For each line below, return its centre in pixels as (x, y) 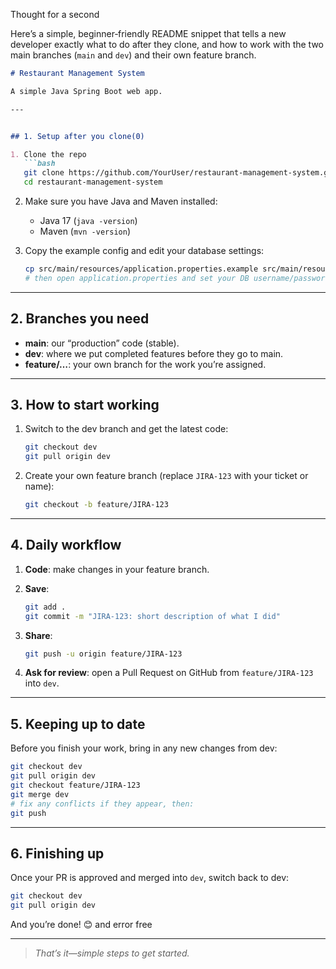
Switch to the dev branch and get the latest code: (126, 429)
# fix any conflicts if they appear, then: (102, 804)
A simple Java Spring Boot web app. (86, 91)
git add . (45, 607)
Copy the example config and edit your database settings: (144, 250)
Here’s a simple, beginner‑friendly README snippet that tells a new (148, 33)
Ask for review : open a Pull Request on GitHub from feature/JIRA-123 (169, 673)
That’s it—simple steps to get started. (112, 953)
